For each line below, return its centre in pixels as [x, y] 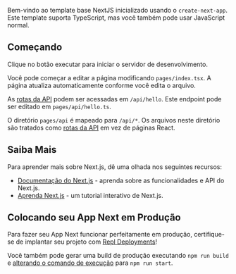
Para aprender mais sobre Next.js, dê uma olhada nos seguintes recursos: [114, 167]
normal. [18, 25]
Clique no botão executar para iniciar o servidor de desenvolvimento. [107, 64]
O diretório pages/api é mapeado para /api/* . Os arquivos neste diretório [114, 120]
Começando [35, 48]
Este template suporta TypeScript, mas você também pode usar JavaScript [116, 18]
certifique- [209, 235]
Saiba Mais [32, 150]
